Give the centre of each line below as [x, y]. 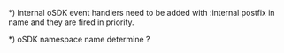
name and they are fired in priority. [71, 22]
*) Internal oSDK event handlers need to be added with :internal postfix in [142, 13]
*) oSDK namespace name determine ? [80, 39]
